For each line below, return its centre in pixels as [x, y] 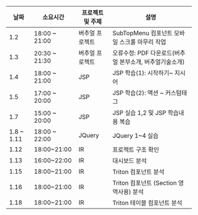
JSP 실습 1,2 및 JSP [139, 113]
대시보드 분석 [130, 161]
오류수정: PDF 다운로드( [143, 53]
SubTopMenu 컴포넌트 [142, 33]
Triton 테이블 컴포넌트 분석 [147, 203]
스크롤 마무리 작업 [143, 42]
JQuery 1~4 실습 [136, 136]
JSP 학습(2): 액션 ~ [138, 93]
